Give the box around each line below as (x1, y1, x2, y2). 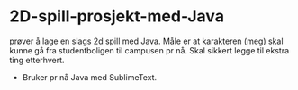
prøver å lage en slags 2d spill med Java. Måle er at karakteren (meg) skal (9, 36, 284, 46)
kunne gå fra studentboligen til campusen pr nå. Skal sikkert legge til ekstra (9, 45, 290, 55)
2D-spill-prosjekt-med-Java (9, 6, 225, 27)
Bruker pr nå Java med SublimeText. (22, 71, 158, 82)
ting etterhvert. (9, 54, 65, 65)
